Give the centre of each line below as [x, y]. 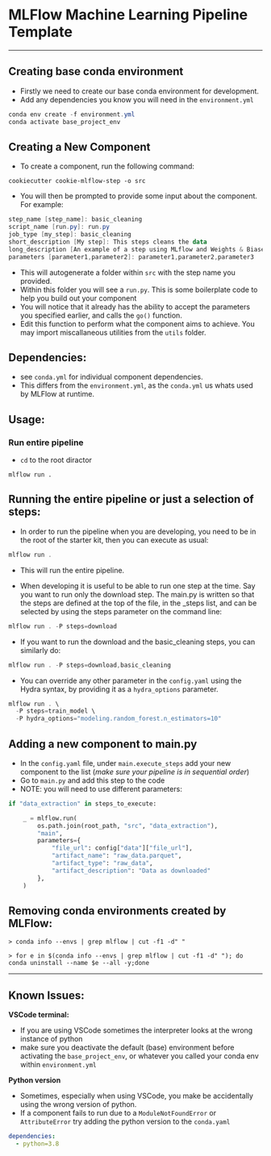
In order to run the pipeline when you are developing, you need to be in [138, 531]
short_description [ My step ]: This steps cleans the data [108, 242]
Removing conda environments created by [117, 911]
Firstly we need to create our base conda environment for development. [140, 91]
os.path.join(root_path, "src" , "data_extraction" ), [128, 825]
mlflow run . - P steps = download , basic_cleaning [90, 665]
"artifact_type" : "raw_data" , [102, 863]
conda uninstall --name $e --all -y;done [79, 963]
